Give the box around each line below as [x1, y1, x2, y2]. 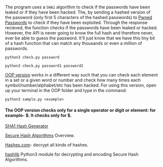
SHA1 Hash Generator [5, 123, 49, 129]
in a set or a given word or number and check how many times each [5, 77, 141, 83]
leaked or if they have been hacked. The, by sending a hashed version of [5, 9, 151, 15]
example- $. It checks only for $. [5, 112, 72, 118]
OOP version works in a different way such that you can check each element [5, 72, 158, 77]
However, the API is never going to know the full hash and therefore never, [5, 30, 154, 36]
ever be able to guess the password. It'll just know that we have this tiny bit [5, 35, 155, 41]
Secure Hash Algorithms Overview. [5, 132, 75, 138]
